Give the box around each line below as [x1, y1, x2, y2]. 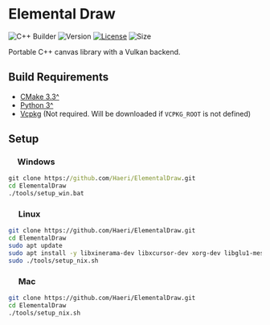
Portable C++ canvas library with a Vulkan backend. [8, 47, 181, 56]
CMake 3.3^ [19, 92, 60, 101]
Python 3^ [19, 100, 54, 109]
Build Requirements [8, 70, 109, 84]
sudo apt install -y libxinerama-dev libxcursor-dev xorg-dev [8, 249, 221, 257]
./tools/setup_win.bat [8, 190, 84, 198]
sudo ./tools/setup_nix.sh [8, 257, 99, 265]
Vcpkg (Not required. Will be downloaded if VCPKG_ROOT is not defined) [19, 109, 252, 118]
